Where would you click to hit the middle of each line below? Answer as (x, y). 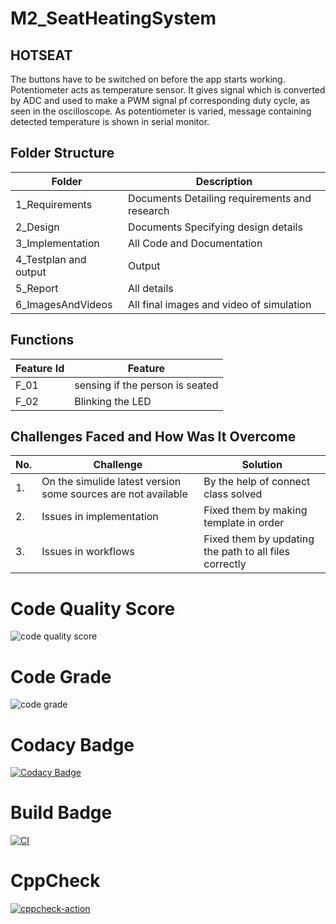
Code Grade (61, 676)
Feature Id (40, 368)
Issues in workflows (88, 552)
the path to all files (247, 552)
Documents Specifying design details (215, 227)
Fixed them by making (255, 510)
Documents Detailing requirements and (220, 198)
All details (151, 288)
